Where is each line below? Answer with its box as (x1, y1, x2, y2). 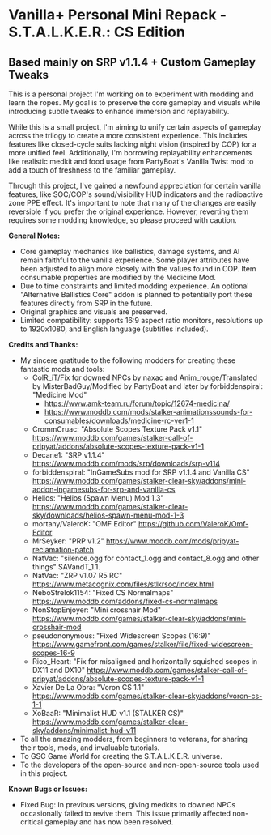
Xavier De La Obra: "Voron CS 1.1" (32, 683, 145, 692)
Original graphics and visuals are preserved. (19, 307, 168, 317)
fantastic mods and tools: (19, 364, 105, 373)
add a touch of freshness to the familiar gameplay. (8, 165, 176, 175)
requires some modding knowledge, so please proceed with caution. (8, 215, 237, 224)
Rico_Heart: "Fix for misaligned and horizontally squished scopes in (32, 657, 258, 666)
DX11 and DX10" (32, 666, 85, 675)
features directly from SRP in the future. (19, 298, 153, 308)
